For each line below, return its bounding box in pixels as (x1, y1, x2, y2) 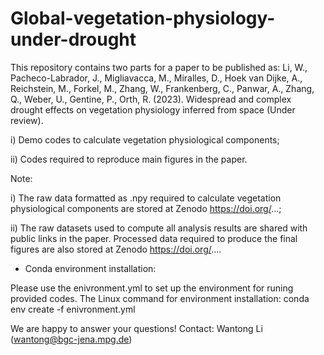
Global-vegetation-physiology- (10, 7, 276, 30)
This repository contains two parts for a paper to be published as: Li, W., (10, 61, 308, 73)
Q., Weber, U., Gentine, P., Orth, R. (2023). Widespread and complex (10, 93, 292, 105)
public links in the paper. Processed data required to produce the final (10, 232, 298, 244)
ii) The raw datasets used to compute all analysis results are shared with (10, 222, 308, 234)
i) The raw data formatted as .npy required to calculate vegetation (10, 192, 282, 204)
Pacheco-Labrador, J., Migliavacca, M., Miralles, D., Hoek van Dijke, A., (10, 72, 303, 84)
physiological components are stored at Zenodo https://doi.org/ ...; (10, 202, 282, 214)
